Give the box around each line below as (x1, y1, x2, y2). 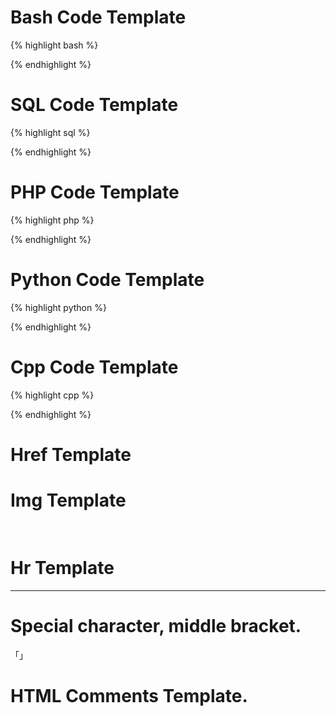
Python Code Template (10, 269, 205, 291)
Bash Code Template (10, 6, 187, 29)
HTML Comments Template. (10, 684, 248, 707)
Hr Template (10, 557, 115, 579)
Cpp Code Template (10, 356, 179, 378)
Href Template (10, 443, 132, 466)
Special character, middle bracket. (10, 614, 302, 637)
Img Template (10, 489, 127, 512)
